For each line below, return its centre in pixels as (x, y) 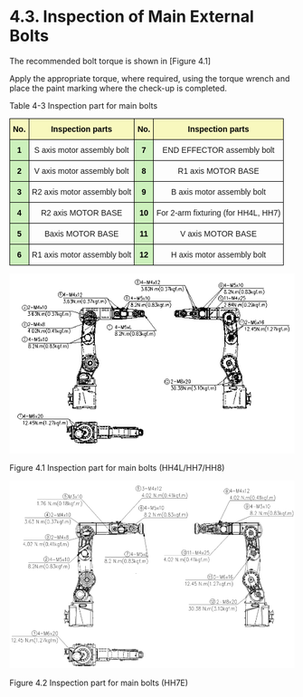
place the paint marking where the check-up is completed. (118, 88)
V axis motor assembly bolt (81, 171)
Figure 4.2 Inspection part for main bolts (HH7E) (99, 683)
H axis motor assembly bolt (218, 254)
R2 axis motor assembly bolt (81, 191)
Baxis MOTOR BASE (81, 234)
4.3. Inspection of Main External (132, 17)
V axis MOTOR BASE (219, 234)
